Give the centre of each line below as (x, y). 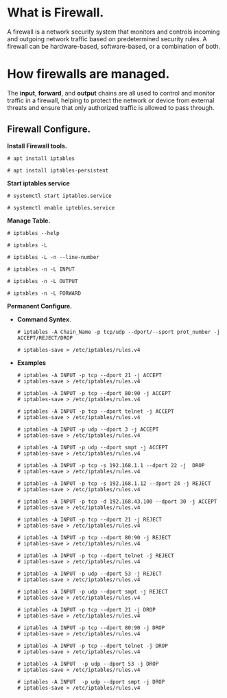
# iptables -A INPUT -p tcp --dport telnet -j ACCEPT (95, 411)
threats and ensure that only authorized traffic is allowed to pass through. (111, 107)
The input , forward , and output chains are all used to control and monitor (111, 93)
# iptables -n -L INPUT (41, 269)
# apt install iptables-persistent (58, 170)
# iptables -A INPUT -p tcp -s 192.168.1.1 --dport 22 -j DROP (111, 465)
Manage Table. (29, 221)
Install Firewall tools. (37, 146)
